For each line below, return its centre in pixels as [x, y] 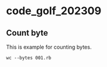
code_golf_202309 [54, 11]
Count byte [27, 33]
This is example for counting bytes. [49, 47]
